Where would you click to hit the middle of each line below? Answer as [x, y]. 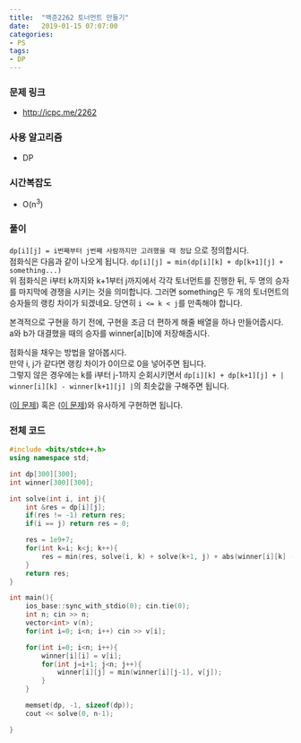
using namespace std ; [50, 459]
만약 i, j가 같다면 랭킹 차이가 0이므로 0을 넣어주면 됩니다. [108, 363]
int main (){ [31, 598]
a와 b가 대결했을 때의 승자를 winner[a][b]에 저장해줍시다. [110, 333]
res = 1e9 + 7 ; [50, 540]
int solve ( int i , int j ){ [57, 499]
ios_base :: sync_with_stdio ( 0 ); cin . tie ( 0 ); [108, 607]
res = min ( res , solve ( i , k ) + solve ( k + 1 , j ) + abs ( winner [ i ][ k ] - [168, 556]
